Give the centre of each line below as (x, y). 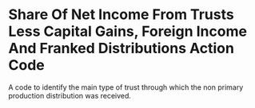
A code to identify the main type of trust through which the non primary (126, 87)
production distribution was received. (70, 95)
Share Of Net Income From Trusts (121, 15)
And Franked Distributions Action (121, 48)
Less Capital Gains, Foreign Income (128, 31)
